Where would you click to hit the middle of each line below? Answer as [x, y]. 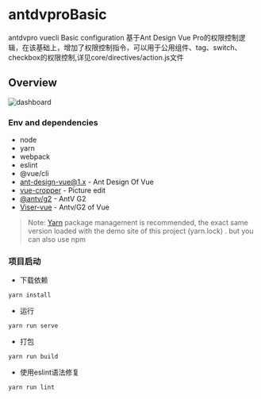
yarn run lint [32, 387]
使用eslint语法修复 [49, 372]
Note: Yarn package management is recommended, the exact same [138, 223]
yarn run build [33, 357]
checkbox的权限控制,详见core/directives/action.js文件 [96, 57]
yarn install [30, 295]
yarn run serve [33, 326]
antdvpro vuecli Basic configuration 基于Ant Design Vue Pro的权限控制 [124, 37]
